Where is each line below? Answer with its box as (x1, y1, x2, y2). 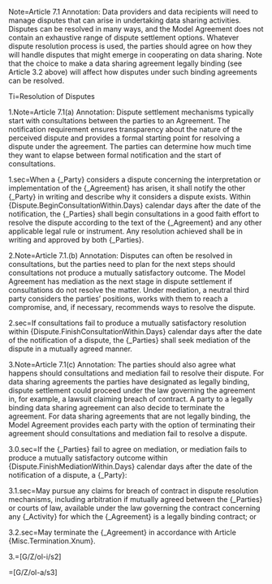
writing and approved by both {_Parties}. (8, 235, 145, 244)
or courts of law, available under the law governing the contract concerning (8, 503, 261, 513)
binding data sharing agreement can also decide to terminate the (8, 403, 226, 412)
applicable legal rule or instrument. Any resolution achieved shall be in (8, 226, 244, 236)
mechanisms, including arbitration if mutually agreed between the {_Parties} (8, 495, 263, 504)
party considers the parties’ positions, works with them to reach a (8, 294, 229, 303)
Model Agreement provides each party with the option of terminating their (8, 420, 256, 429)
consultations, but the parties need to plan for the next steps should (8, 260, 235, 268)
